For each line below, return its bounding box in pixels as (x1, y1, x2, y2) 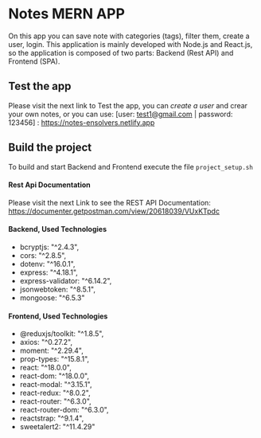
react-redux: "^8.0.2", (19, 388, 91, 398)
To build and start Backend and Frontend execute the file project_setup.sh (8, 162, 253, 171)
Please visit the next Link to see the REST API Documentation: (8, 197, 211, 207)
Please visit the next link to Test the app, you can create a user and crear (8, 100, 248, 110)
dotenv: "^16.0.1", (19, 259, 76, 268)
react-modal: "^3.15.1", (19, 380, 93, 389)
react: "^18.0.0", (19, 363, 72, 373)
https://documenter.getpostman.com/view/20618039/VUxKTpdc (8, 206, 220, 216)
